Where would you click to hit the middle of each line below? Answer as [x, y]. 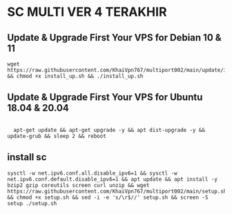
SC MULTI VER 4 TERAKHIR [87, 12]
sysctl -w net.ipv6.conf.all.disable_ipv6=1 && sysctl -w [92, 173]
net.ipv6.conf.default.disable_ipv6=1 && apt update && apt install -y [112, 179]
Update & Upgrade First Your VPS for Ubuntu [105, 97]
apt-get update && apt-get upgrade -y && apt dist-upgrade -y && [109, 130]
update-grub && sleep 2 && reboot [57, 136]
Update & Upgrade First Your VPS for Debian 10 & [115, 38]
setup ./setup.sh [32, 203]
